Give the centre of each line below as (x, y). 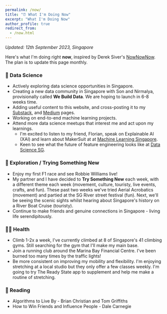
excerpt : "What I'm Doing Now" (38, 19)
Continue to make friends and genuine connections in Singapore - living (86, 211)
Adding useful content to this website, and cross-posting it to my (79, 107)
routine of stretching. (34, 277)
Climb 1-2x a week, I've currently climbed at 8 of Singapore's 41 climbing (87, 240)
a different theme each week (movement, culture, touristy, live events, (84, 184)
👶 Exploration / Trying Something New (52, 163)
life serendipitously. (32, 216)
